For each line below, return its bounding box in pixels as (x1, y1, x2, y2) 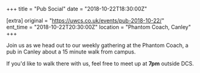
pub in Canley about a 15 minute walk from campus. (6, 48, 136, 55)
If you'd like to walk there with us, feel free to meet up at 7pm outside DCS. (6, 60, 195, 67)
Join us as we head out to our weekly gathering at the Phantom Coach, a (6, 42, 188, 49)
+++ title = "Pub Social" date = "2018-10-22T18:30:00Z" (6, 5, 148, 12)
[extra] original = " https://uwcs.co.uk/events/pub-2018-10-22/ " (6, 17, 165, 24)
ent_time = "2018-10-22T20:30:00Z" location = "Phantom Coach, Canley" (6, 24, 191, 30)
